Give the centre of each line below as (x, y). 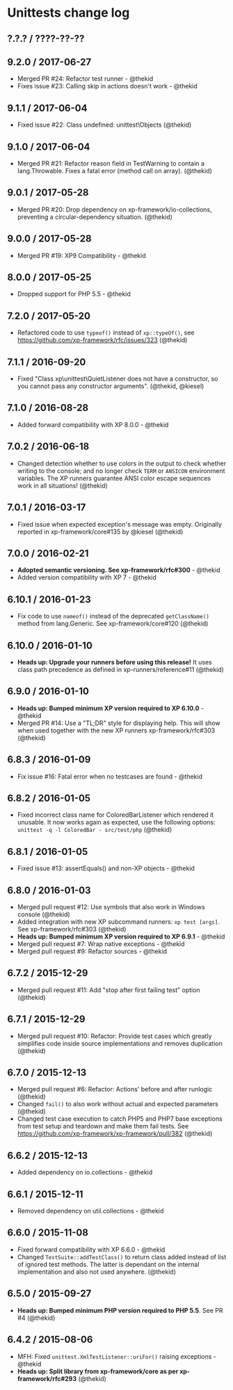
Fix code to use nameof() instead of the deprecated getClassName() (113, 616)
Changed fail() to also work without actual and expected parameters (118, 1104)
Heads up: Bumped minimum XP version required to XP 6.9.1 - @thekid (121, 936)
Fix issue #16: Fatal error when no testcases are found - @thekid (110, 776)
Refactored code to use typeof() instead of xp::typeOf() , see (106, 333)
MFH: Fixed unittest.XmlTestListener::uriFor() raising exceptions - (117, 1356)
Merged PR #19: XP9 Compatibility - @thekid (81, 255)
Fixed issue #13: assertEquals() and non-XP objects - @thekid (106, 868)
